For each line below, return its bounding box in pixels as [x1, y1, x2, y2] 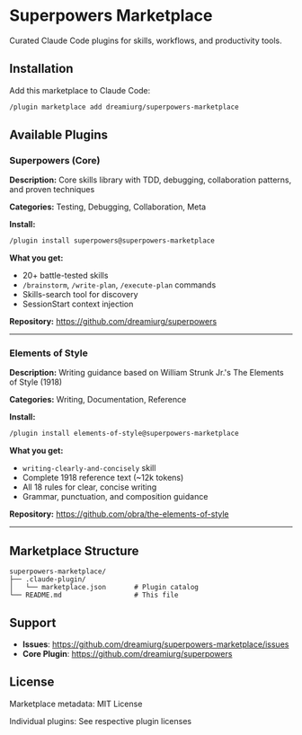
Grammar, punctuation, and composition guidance [22, 491, 209, 502]
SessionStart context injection [22, 298, 134, 310]
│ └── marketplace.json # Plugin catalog [9, 583, 200, 592]
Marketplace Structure [9, 543, 139, 558]
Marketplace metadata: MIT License [9, 698, 143, 709]
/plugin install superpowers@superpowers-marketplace [9, 236, 216, 245]
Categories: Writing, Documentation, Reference [9, 394, 187, 405]
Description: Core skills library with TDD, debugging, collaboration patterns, [9, 174, 292, 185]
